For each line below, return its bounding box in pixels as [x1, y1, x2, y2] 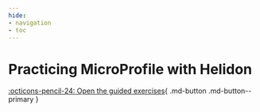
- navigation [8, 19, 52, 27]
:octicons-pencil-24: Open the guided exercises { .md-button [8, 86, 207, 95]
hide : [8, 11, 26, 20]
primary [8, 95, 34, 104]
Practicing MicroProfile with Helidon [8, 60, 253, 78]
